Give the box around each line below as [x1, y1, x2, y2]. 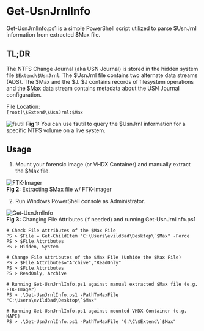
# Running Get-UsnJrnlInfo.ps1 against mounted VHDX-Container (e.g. [6, 308, 188, 314]
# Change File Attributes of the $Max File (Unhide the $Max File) [6, 254, 182, 261]
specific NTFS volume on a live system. [6, 127, 106, 134]
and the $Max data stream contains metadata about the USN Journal [6, 84, 180, 92]
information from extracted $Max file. [6, 31, 101, 38]
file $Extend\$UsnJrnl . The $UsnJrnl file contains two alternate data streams [6, 72, 198, 79]
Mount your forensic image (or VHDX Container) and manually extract [15, 160, 191, 168]
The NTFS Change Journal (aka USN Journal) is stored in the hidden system [6, 65, 199, 72]
